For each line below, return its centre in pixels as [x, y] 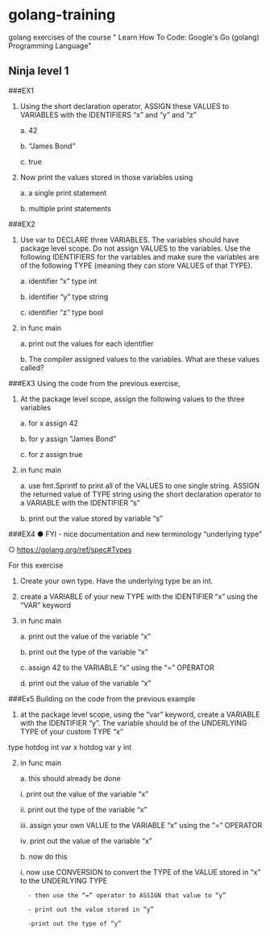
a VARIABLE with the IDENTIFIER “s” [80, 502]
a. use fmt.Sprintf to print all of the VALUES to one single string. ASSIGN [140, 485]
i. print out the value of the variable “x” [84, 794]
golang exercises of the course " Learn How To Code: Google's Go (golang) [134, 37]
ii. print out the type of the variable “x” [83, 809]
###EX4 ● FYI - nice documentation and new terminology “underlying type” [135, 534]
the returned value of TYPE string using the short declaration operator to [141, 494]
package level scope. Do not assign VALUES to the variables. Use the [135, 248]
